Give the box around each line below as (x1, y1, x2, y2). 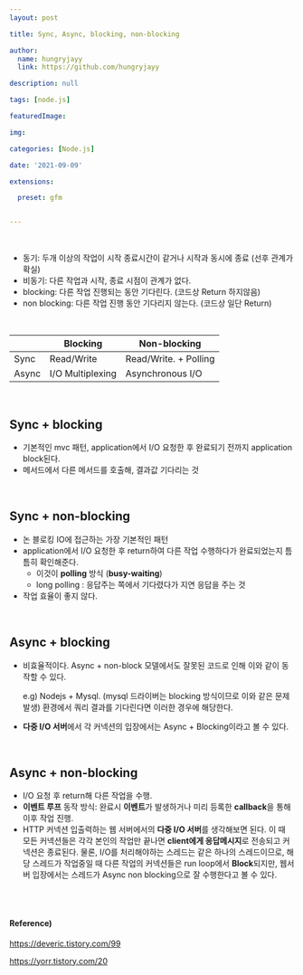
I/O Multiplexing (49, 367, 118, 380)
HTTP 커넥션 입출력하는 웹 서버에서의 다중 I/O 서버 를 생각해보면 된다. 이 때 (22, 824, 287, 835)
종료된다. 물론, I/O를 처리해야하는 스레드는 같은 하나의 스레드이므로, (46, 847, 285, 857)
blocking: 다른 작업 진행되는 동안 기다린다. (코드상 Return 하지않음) (22, 287, 260, 298)
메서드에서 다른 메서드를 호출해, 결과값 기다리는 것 (22, 464, 199, 475)
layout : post (9, 13, 59, 23)
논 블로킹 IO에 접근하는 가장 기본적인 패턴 (22, 534, 169, 544)
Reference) (9, 917, 52, 928)
